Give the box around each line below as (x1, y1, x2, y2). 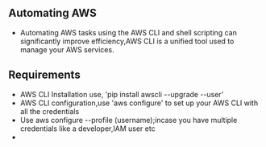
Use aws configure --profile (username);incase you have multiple (19, 115, 238, 125)
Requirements (8, 68, 81, 82)
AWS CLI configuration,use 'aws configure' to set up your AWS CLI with (19, 98, 259, 108)
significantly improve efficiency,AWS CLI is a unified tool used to (19, 36, 235, 46)
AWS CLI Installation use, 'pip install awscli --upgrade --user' (19, 89, 224, 99)
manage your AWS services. (19, 44, 114, 55)
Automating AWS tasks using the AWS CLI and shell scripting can (19, 27, 238, 37)
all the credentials (19, 106, 80, 116)
